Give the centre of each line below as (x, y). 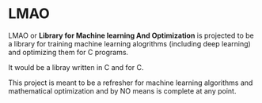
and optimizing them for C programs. (68, 52)
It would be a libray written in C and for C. (76, 67)
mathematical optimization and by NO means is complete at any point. (122, 90)
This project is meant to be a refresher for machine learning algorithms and (131, 83)
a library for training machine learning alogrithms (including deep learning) (129, 43)
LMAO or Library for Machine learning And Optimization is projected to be (131, 35)
